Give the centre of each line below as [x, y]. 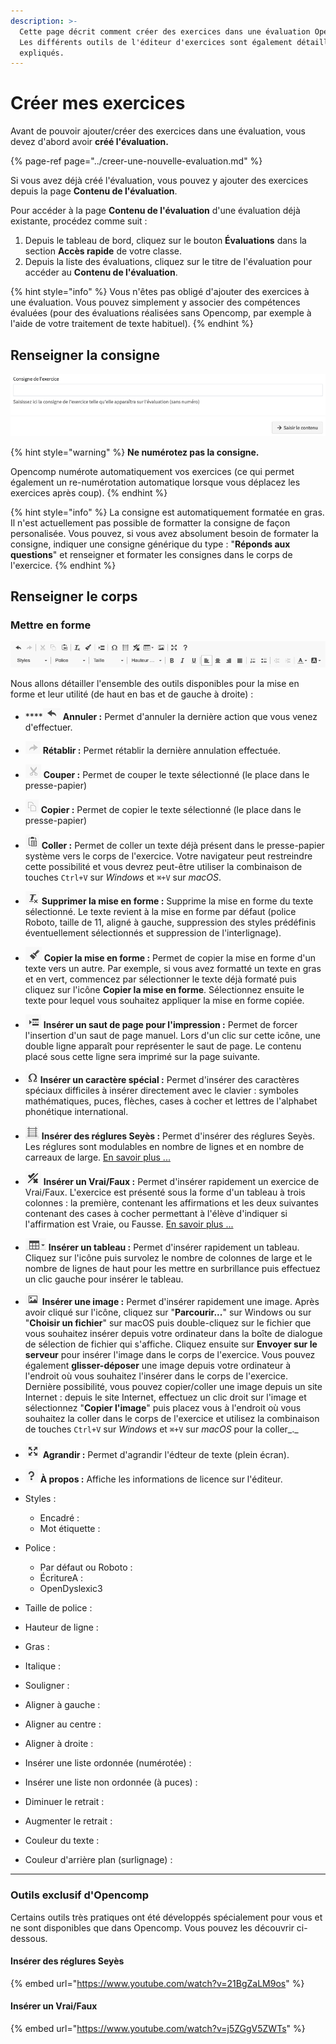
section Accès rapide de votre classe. [103, 251]
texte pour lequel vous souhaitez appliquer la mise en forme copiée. [164, 1001]
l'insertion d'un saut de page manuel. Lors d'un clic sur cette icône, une [173, 1036]
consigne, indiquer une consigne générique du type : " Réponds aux [150, 544]
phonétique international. [76, 1112]
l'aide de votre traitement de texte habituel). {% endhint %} [132, 324]
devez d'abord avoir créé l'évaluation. [89, 142]
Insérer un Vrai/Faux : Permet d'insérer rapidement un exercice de [181, 1182]
